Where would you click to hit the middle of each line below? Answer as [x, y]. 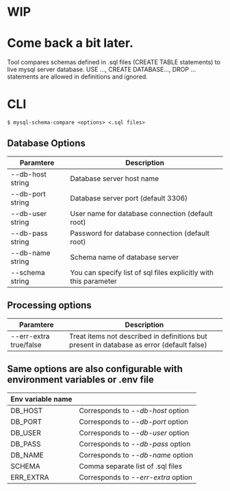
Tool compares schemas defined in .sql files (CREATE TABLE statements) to [114, 62]
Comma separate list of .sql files [130, 466]
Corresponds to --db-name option [136, 455]
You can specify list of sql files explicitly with [142, 272]
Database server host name [115, 178]
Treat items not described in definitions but [138, 336]
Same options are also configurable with [95, 369]
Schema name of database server [125, 257]
